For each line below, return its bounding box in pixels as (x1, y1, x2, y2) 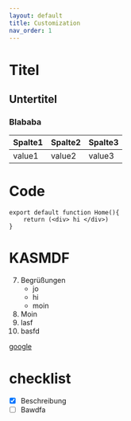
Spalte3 (88, 137, 119, 148)
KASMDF (9, 249, 70, 267)
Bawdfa (20, 405, 46, 415)
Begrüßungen (20, 276, 66, 285)
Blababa (9, 116, 42, 128)
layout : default (9, 11, 63, 20)
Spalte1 (13, 137, 44, 148)
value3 (88, 151, 114, 162)
